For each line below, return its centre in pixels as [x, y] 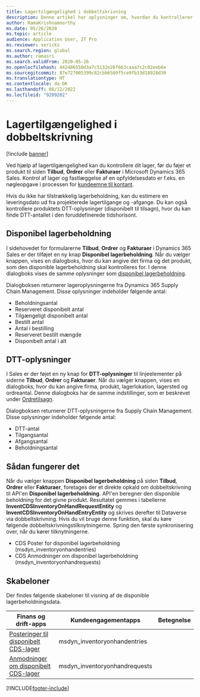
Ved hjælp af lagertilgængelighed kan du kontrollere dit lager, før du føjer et [99, 165]
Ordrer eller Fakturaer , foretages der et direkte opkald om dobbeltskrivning [99, 488]
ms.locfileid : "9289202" [37, 95]
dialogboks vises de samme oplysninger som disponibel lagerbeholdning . [96, 273]
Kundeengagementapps [106, 620]
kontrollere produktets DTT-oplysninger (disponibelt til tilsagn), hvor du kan [99, 208]
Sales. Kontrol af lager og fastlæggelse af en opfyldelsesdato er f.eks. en [96, 178]
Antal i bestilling [35, 328]
